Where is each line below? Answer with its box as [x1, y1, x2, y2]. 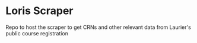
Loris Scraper [5, 4, 74, 18]
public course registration [5, 29, 69, 37]
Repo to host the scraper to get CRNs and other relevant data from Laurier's [5, 24, 191, 31]
